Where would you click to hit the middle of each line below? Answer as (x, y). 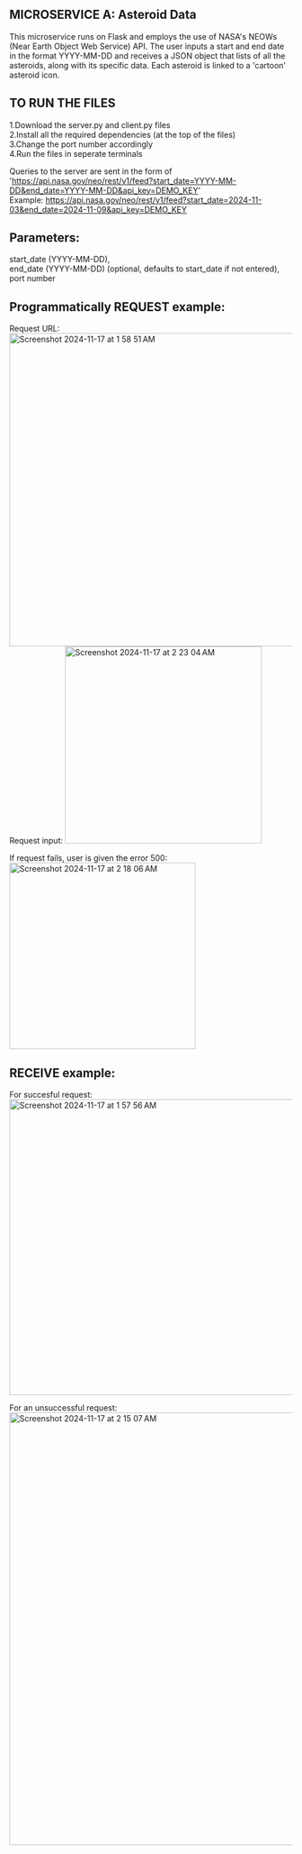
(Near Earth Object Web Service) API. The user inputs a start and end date (147, 46)
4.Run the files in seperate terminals (76, 153)
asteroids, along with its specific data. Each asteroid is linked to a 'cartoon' (148, 65)
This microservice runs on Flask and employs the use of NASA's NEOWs (143, 36)
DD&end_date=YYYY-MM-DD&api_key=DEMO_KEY (104, 190)
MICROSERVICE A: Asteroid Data (103, 15)
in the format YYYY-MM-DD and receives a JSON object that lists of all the (147, 55)
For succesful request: (51, 1095)
